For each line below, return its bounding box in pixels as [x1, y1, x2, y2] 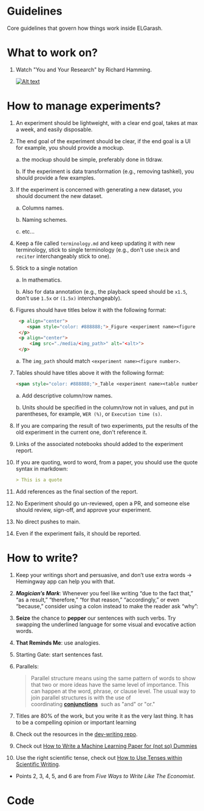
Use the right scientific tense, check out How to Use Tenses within [15, 754, 183, 761]
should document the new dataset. [15, 192, 103, 199]
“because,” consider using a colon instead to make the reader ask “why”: [15, 602, 199, 610]
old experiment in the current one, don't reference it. [15, 428, 148, 436]
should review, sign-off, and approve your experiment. [15, 506, 152, 513]
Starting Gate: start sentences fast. [15, 651, 104, 658]
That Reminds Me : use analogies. [15, 639, 101, 646]
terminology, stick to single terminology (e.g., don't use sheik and [15, 246, 180, 253]
